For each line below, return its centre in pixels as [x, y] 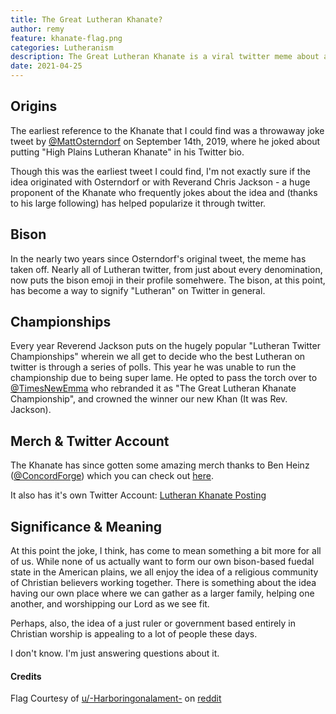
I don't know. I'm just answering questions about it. [115, 653]
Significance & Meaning [86, 526]
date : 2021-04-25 [46, 66]
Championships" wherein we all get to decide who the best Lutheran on [158, 357]
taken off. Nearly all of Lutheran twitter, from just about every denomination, [166, 269]
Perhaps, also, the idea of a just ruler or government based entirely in [153, 623]
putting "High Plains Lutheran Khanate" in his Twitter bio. [127, 152]
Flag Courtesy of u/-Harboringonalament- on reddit [116, 698]
